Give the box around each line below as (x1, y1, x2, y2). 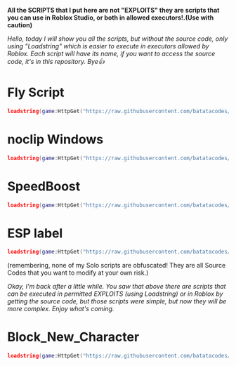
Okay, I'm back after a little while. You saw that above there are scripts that (7, 282, 226, 291)
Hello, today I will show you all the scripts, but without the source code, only (7, 34, 228, 43)
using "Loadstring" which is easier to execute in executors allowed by (7, 42, 209, 50)
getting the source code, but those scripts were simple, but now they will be (7, 297, 227, 306)
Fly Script (7, 84, 65, 100)
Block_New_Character (7, 329, 140, 345)
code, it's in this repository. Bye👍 (7, 58, 105, 65)
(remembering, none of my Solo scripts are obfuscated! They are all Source (7, 261, 226, 270)
